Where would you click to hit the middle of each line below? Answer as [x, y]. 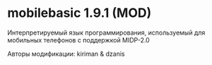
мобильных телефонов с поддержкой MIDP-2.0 [78, 40]
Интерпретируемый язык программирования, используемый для [106, 32]
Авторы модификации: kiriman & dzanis [66, 54]
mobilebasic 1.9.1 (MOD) [79, 13]
